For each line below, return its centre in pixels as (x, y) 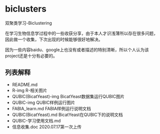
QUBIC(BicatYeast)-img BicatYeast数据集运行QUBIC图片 (68, 96)
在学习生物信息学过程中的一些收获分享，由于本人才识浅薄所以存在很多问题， (81, 33)
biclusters (26, 9)
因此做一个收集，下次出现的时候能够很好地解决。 (54, 39)
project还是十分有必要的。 (31, 56)
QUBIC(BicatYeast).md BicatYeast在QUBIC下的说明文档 (67, 115)
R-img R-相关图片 (30, 90)
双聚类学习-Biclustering (29, 23)
